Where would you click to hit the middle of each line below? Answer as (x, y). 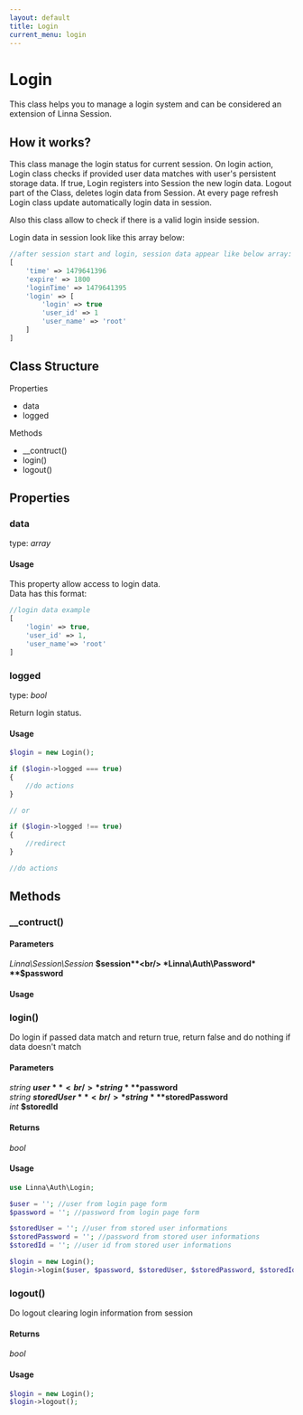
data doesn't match (46, 1047)
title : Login (34, 26)
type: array (30, 543)
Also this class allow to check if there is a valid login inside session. (134, 220)
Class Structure (54, 367)
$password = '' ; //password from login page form (105, 1212)
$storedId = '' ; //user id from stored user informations (120, 1245)
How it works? (50, 142)
